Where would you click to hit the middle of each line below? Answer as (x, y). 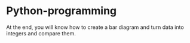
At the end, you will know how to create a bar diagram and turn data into (95, 27)
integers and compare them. (41, 33)
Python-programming (62, 11)
